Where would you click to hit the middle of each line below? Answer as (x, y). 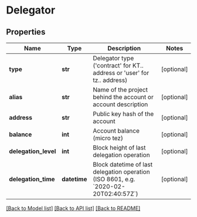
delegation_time (32, 179)
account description (120, 104)
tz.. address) (110, 80)
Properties (26, 32)
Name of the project (120, 90)
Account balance (116, 131)
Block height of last (119, 148)
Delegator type (113, 58)
